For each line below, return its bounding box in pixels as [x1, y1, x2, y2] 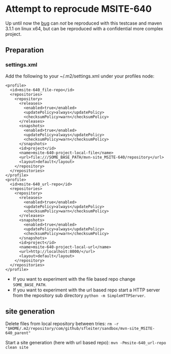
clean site [5, 345, 29, 350]
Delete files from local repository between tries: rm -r [5, 321, 119, 327]
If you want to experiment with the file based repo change [12, 276, 136, 282]
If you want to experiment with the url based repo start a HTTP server [12, 287, 160, 293]
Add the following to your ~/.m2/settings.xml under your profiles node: [5, 73, 155, 79]
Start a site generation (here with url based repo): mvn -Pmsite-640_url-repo [5, 340, 166, 346]
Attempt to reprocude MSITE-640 [5, 3, 152, 15]
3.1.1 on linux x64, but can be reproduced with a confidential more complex [5, 25, 163, 31]
